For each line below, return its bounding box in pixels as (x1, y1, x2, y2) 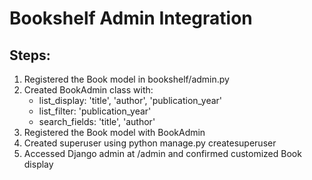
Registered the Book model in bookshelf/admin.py (23, 73, 230, 85)
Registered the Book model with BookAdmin (23, 127, 206, 138)
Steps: (9, 47, 51, 64)
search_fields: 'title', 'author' (38, 116, 156, 127)
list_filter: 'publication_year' (38, 105, 152, 117)
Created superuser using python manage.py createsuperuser (23, 137, 277, 149)
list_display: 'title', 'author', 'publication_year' (38, 95, 223, 106)
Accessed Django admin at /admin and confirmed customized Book (23, 148, 302, 159)
